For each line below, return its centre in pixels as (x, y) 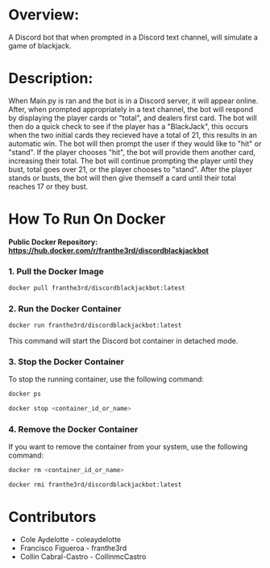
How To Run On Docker (87, 219)
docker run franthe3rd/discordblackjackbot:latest (95, 326)
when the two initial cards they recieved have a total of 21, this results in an (133, 135)
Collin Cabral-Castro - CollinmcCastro (83, 557)
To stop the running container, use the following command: (106, 379)
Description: (51, 79)
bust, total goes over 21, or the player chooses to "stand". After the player (130, 169)
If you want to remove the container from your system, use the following (128, 447)
